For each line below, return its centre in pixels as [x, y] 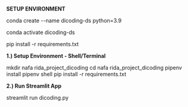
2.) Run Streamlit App [34, 86]
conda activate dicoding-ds [41, 32]
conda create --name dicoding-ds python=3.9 [64, 20]
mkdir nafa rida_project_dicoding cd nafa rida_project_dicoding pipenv [94, 67]
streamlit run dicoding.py [37, 98]
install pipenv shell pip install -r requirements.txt [66, 74]
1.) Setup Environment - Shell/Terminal [56, 56]
